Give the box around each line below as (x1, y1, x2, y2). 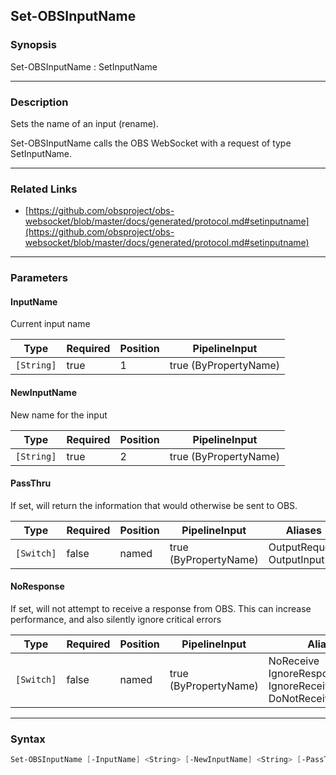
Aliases (285, 523, 322, 537)
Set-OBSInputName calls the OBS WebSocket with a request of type (10, 137, 292, 149)
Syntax (10, 732, 46, 746)
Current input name (10, 318, 91, 330)
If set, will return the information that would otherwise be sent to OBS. (10, 499, 298, 511)
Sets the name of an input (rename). (10, 117, 159, 129)
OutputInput (268, 552, 325, 566)
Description (10, 95, 69, 109)
